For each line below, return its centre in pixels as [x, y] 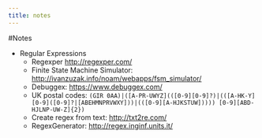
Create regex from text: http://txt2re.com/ [99, 117]
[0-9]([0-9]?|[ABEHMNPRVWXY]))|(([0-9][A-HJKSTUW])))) [123, 103]
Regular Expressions [53, 53]
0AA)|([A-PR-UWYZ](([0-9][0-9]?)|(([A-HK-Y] [181, 95]
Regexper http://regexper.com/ [82, 62]
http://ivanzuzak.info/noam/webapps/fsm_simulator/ [116, 78]
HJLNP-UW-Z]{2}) [58, 110]
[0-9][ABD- [237, 103]
